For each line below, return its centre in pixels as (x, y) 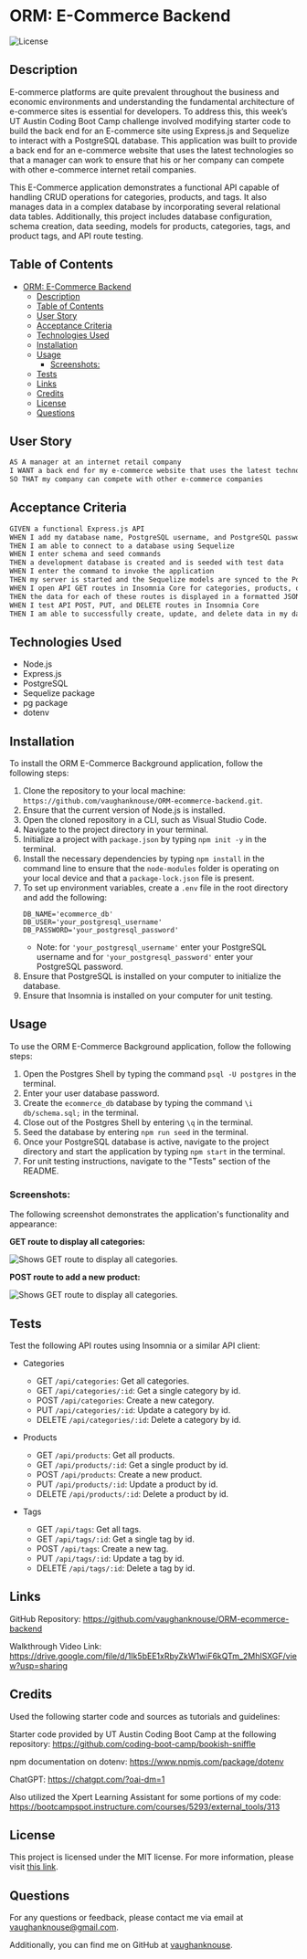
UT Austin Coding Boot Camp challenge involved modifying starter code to (150, 121)
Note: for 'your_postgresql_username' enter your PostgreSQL (151, 947)
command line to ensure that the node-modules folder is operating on (151, 869)
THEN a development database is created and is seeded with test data (147, 563)
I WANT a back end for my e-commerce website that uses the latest (141, 471)
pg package (45, 703)
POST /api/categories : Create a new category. (125, 1400)
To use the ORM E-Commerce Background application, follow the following (150, 1046)
